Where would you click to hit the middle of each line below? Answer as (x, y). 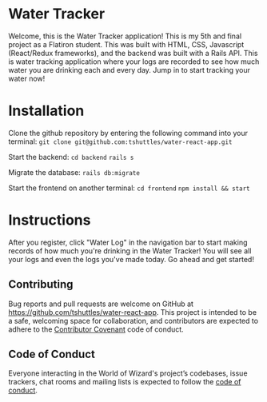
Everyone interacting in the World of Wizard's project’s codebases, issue (128, 373)
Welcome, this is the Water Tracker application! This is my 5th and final (125, 36)
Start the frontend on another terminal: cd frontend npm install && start (129, 188)
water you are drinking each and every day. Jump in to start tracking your (129, 70)
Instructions (50, 220)
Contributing (41, 285)
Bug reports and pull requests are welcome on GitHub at (101, 304)
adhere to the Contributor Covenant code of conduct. (96, 329)
